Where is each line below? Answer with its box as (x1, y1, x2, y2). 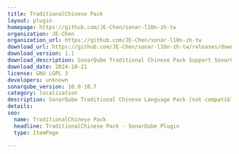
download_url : (7, 43, 50, 50)
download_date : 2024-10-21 (7, 63, 87, 70)
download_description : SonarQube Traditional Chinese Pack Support (7, 57, 212, 64)
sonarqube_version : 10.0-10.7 (7, 83, 97, 90)
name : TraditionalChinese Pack (14, 116, 107, 123)
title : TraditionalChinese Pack (7, 10, 103, 18)
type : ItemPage (14, 129, 59, 136)
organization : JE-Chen (7, 30, 75, 38)
